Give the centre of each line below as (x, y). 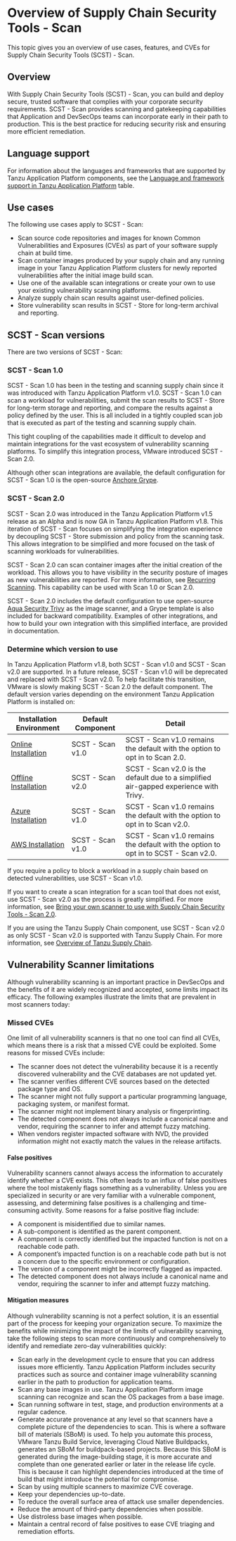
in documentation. (33, 631)
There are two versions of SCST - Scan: (65, 352)
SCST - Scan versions (56, 335)
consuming (24, 1210)
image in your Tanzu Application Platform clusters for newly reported (117, 268)
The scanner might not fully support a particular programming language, (122, 1097)
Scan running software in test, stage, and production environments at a (120, 1404)
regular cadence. (42, 1411)
